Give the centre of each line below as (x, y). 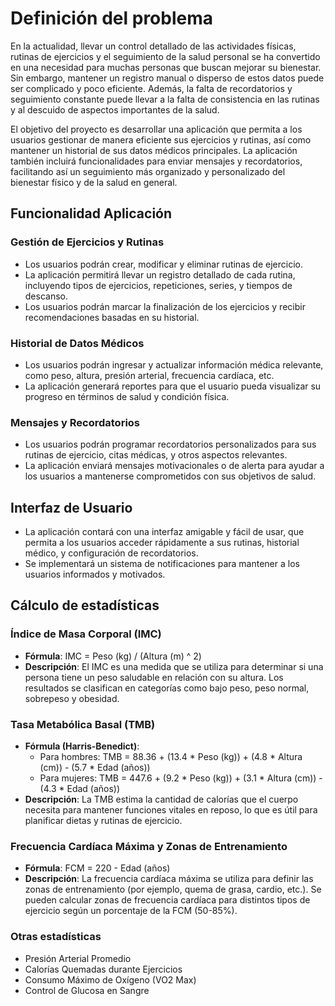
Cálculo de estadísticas (85, 605)
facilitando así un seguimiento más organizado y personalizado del (148, 171)
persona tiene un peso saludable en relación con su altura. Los (154, 677)
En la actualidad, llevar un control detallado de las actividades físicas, (153, 46)
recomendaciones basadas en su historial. (112, 317)
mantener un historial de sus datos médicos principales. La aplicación (154, 150)
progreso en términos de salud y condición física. (127, 396)
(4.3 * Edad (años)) (80, 789)
